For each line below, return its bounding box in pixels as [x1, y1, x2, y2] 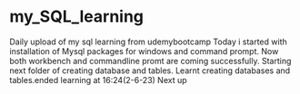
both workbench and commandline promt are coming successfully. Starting [9, 55, 292, 66]
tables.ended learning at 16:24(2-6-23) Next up [9, 74, 188, 85]
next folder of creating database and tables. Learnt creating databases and [9, 65, 291, 76]
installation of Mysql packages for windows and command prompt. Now [9, 45, 279, 56]
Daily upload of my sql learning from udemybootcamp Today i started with [9, 36, 288, 47]
